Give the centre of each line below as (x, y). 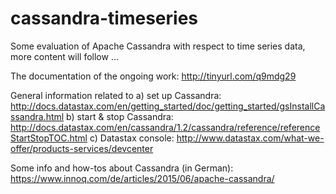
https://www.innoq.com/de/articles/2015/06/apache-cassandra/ (142, 178)
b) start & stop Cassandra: (120, 116)
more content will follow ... (65, 56)
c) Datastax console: (132, 138)
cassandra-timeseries (104, 18)
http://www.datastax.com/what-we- (250, 138)
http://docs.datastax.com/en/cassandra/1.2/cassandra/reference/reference (165, 127)
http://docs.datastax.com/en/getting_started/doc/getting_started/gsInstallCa (168, 106)
